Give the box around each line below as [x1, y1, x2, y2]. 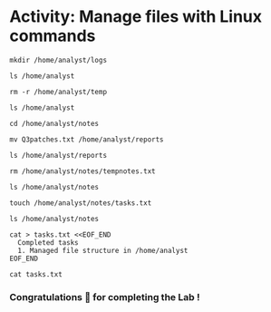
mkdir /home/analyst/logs [9, 55, 107, 64]
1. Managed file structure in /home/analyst [17, 246, 189, 255]
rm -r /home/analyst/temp [9, 87, 107, 96]
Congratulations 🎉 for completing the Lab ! [9, 290, 200, 303]
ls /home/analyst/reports [9, 151, 107, 160]
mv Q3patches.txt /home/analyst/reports [9, 134, 165, 144]
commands [9, 25, 96, 46]
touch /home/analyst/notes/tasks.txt [9, 198, 152, 208]
